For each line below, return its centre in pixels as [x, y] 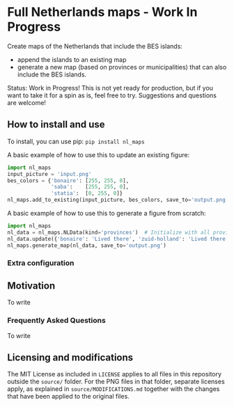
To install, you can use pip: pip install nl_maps [76, 141]
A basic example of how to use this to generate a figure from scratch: [107, 213]
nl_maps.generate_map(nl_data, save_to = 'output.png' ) [87, 245]
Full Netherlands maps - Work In [102, 12]
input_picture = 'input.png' [49, 174]
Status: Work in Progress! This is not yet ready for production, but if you [110, 88]
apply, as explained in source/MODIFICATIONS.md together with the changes [114, 389]
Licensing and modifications [70, 357]
